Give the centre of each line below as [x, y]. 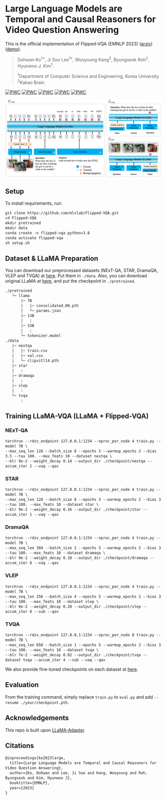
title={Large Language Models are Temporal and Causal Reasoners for [83, 763]
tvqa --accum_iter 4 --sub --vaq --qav [64, 660]
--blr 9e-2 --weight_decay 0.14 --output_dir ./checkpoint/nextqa [75, 461]
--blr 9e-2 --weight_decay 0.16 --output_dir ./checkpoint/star [73, 510]
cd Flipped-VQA [21, 218]
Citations [20, 746]
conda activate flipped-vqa [34, 238]
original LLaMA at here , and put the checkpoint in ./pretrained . [70, 281]
